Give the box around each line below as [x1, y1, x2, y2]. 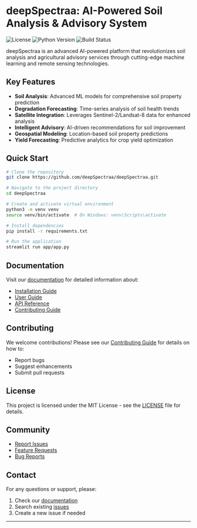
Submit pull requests [14, 369, 64, 376]
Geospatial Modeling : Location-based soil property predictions [14, 130, 168, 137]
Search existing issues [14, 503, 69, 510]
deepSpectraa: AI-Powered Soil [6, 4, 163, 18]
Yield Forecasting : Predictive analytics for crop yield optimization [14, 136, 174, 143]
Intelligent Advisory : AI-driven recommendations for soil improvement [14, 123, 186, 131]
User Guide [14, 294, 42, 300]
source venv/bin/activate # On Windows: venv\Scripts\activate [6, 212, 167, 218]
